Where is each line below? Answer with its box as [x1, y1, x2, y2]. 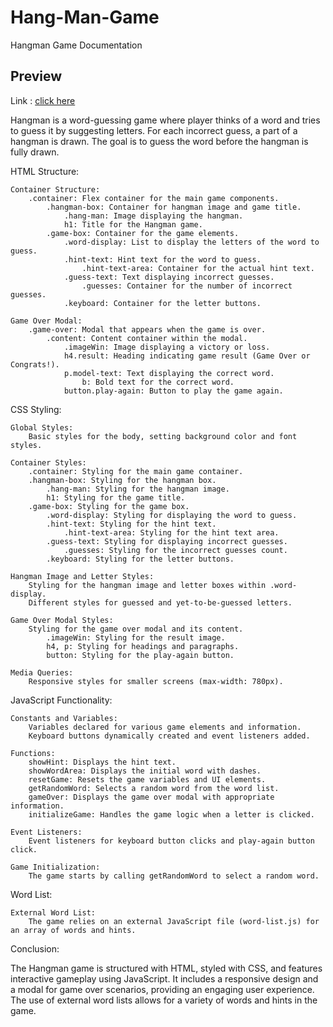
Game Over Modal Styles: [10, 615, 114, 625]
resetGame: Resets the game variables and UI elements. [28, 774, 267, 785]
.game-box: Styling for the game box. [28, 501, 190, 511]
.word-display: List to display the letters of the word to [63, 237, 320, 247]
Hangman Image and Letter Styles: [10, 571, 155, 581]
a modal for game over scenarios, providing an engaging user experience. [10, 983, 315, 995]
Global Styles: [10, 422, 74, 433]
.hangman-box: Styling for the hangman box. [28, 475, 217, 485]
